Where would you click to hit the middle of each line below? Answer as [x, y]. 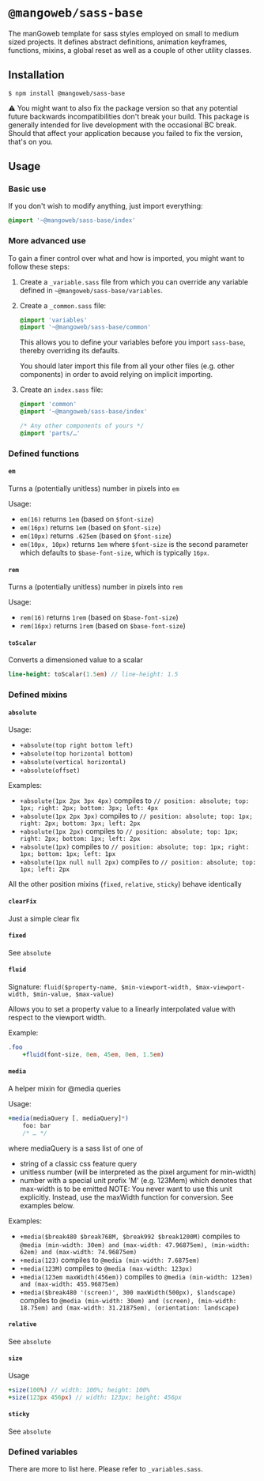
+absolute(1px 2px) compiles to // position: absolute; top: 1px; [129, 831]
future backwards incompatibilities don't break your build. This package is [129, 116]
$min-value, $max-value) [74, 994]
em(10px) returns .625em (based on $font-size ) [96, 536]
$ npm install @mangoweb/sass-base [67, 93]
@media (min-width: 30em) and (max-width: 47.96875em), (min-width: [135, 1245]
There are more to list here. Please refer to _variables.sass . [106, 1469]
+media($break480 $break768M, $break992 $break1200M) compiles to [130, 1236]
